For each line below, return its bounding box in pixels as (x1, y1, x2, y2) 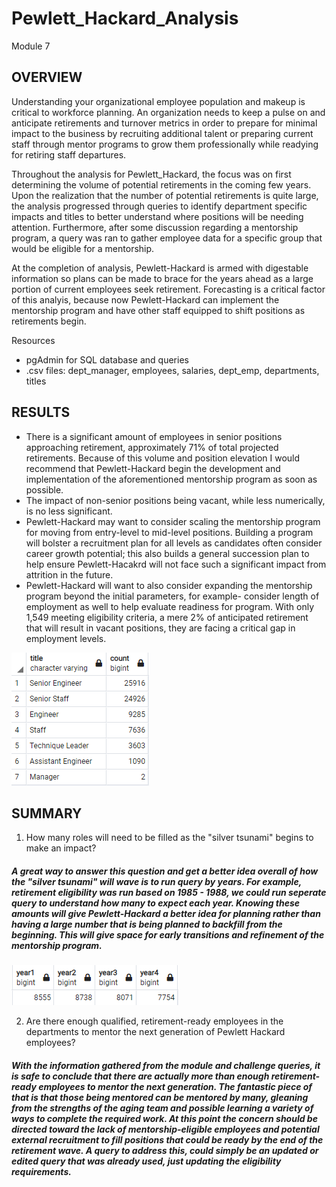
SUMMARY (11, 805, 83, 822)
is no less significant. (25, 505, 113, 517)
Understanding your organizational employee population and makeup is (11, 95, 306, 107)
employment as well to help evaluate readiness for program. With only (25, 600, 315, 612)
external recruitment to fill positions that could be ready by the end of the (11, 1133, 324, 1146)
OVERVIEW (11, 69, 83, 86)
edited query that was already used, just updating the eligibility (11, 1155, 282, 1167)
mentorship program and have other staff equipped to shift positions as (11, 304, 306, 316)
